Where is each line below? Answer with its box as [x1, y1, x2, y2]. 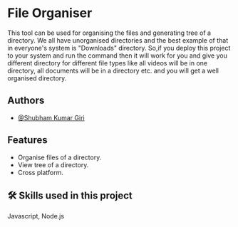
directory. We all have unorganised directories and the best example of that [7, 36, 229, 44]
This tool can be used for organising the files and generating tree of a [7, 28, 212, 37]
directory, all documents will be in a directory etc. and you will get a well [7, 66, 219, 75]
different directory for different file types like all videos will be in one [7, 58, 208, 67]
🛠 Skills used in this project [7, 189, 133, 201]
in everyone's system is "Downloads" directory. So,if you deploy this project [7, 43, 231, 52]
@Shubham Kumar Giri [17, 113, 85, 122]
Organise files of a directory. [17, 153, 102, 162]
